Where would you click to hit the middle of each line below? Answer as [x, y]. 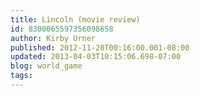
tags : [21, 76]
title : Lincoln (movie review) [75, 19]
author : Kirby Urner [53, 38]
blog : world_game [46, 66]
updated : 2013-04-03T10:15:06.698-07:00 [96, 57]
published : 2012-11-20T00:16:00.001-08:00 [100, 47]
